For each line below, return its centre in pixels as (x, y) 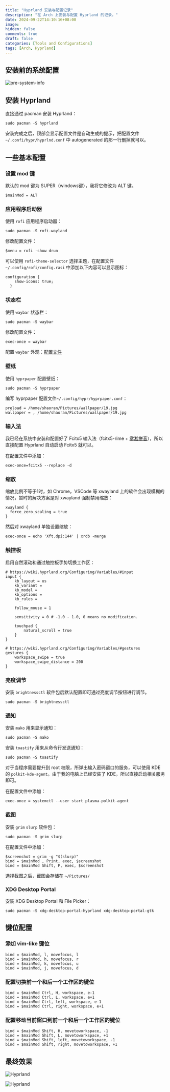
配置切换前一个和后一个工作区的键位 (50, 982)
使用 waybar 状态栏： (27, 312)
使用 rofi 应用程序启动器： (34, 221)
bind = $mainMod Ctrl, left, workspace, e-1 (53, 1002)
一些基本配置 (26, 158)
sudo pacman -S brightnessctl (38, 702)
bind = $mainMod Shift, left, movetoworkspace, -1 (60, 1040)
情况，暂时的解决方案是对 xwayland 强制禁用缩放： (59, 498)
